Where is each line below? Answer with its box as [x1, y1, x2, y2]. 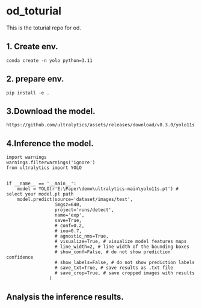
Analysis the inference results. [6, 292, 124, 302]
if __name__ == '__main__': [6, 180, 77, 187]
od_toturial [6, 4, 62, 18]
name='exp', [54, 212, 85, 218]
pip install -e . [6, 90, 50, 96]
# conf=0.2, [54, 223, 85, 229]
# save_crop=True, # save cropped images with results [54, 270, 195, 276]
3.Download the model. [6, 106, 96, 116]
